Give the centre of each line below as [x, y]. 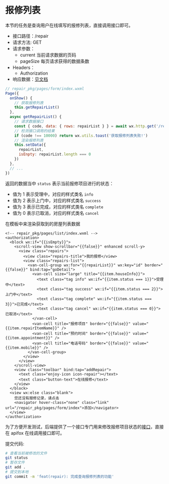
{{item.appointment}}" [29, 338]
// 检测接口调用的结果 [35, 131]
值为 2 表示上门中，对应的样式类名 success [57, 200]
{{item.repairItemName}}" [32, 328]
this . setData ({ [30, 145]
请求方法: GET [27, 42]
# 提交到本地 [17, 472]
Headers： [24, 67]
